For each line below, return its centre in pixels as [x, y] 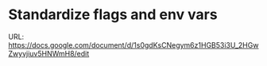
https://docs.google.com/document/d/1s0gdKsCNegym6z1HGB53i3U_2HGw [133, 45]
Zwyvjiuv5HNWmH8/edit [49, 53]
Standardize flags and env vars [113, 15]
